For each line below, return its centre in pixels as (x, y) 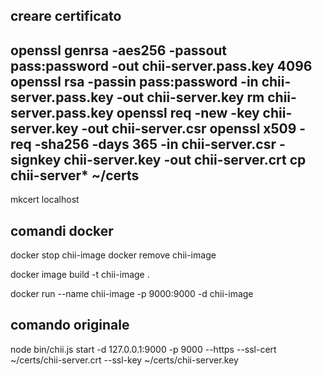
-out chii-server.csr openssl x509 (189, 128)
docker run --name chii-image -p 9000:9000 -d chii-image (132, 294)
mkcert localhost (45, 200)
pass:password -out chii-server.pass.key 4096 (161, 65)
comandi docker (62, 230)
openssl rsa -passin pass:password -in (134, 81)
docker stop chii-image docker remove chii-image (113, 255)
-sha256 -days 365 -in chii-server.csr (155, 144)
